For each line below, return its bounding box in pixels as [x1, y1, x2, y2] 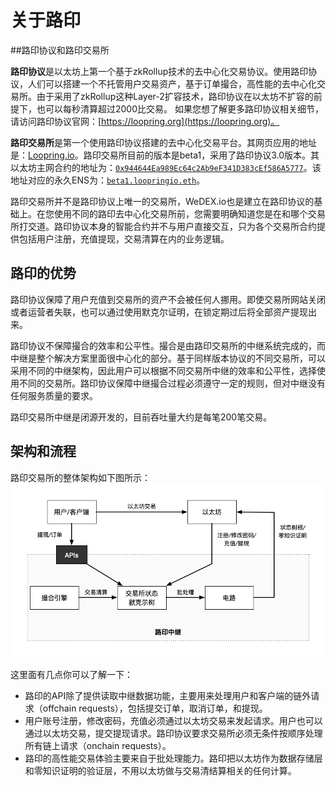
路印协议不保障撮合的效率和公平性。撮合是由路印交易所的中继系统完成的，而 [10, 339, 326, 351]
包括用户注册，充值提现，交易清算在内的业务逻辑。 [18, 232, 230, 245]
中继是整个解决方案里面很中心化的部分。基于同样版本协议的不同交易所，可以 [10, 352, 326, 364]
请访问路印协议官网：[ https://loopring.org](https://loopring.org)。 [10, 115, 280, 127]
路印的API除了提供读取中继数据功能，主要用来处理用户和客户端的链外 [24, 689, 312, 701]
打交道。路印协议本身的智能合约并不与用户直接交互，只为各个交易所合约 [18, 220, 317, 232]
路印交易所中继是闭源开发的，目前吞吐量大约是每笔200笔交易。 [10, 411, 273, 423]
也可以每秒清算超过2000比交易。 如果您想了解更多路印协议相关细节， [36, 102, 324, 115]
